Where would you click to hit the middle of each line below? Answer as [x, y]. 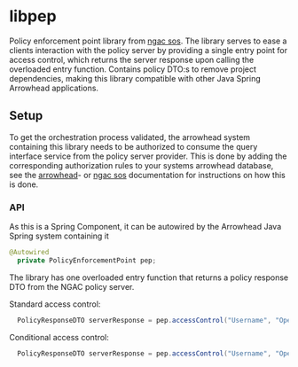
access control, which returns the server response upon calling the [132, 59]
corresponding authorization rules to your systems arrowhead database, [141, 165]
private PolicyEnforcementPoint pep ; [87, 260]
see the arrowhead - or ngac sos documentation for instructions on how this [147, 175]
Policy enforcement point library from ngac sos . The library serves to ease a [148, 41]
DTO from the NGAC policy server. [72, 286]
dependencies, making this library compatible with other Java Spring [135, 78]
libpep [33, 16]
